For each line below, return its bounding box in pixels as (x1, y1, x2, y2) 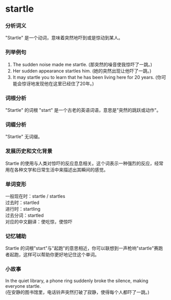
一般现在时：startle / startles (5, 193, 65, 199)
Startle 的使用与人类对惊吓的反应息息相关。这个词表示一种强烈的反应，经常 (5, 160, 164, 166)
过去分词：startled (5, 212, 44, 218)
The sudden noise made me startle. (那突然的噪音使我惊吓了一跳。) (12, 61, 152, 67)
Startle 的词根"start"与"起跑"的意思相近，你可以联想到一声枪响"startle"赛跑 (5, 245, 163, 252)
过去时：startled (5, 199, 40, 206)
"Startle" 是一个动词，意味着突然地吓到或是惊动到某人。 (5, 35, 123, 41)
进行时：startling (5, 206, 41, 212)
